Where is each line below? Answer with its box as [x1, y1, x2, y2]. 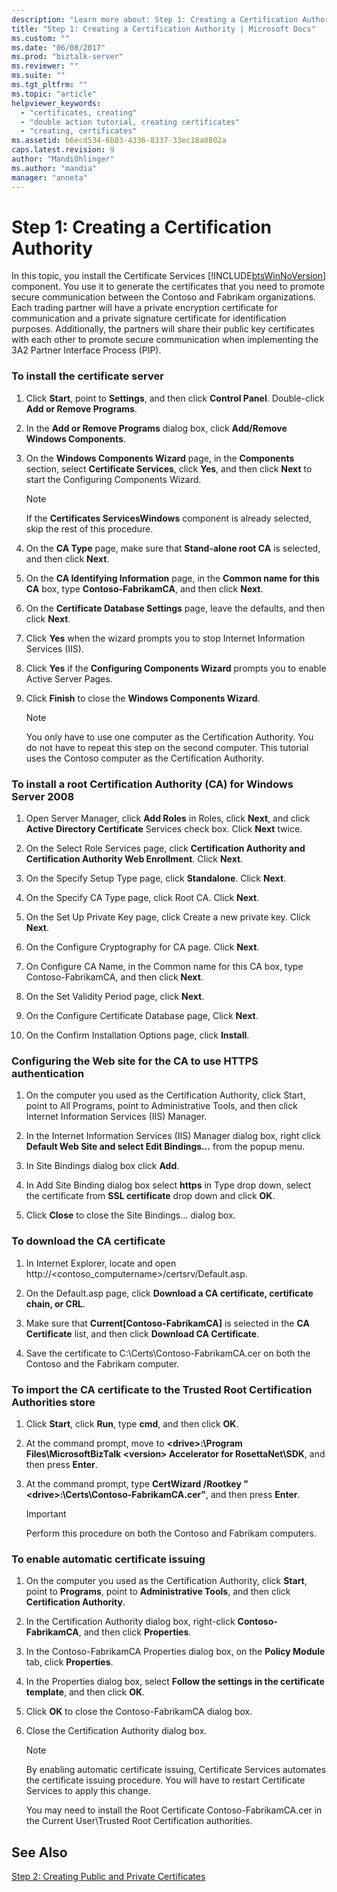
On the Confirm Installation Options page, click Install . [25, 1029, 250, 1041]
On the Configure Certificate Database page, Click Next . [25, 1010, 259, 1022]
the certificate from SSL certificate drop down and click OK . [25, 1190, 276, 1202]
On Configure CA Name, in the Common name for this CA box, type [25, 961, 304, 973]
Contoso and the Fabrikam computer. [25, 1357, 180, 1370]
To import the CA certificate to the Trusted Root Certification [11, 1382, 313, 1396]
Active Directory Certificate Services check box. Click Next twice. [25, 823, 303, 835]
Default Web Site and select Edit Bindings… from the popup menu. [25, 1141, 306, 1153]
